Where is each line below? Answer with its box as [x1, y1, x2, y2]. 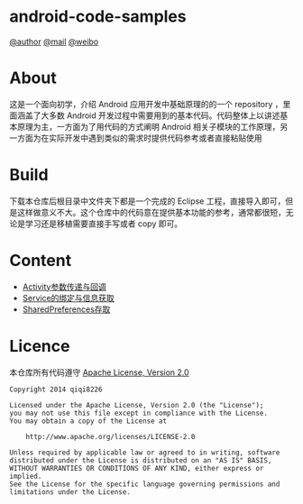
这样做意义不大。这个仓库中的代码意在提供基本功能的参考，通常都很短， [16, 206, 286, 217]
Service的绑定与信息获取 [22, 292, 115, 303]
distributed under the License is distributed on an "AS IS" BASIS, [9, 455, 272, 465]
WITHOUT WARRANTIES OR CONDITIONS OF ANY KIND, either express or [9, 463, 264, 472]
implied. [9, 472, 42, 481]
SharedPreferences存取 [22, 304, 111, 315]
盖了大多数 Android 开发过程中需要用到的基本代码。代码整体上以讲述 [24, 110, 280, 121]
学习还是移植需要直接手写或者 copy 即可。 [24, 218, 183, 229]
